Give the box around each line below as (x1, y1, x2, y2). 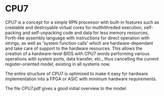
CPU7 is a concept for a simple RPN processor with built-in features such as (5, 19, 160, 25)
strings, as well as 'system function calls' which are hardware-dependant (5, 40, 153, 46)
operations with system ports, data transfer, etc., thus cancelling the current (5, 56, 159, 62)
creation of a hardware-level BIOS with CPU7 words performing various (5, 50, 150, 57)
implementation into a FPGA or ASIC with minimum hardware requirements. (5, 76, 157, 82)
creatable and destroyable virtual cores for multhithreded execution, (5, 24, 143, 30)
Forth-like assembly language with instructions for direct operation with (5, 35, 150, 41)
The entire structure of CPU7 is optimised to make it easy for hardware (5, 70, 148, 76)
